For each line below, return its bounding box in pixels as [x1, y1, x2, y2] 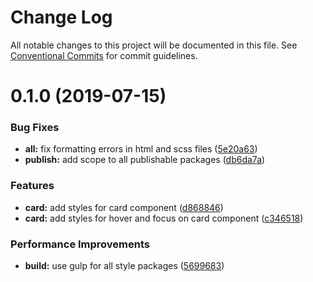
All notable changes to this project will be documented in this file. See [10, 39, 298, 51]
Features [10, 179, 55, 193]
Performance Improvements [10, 237, 151, 251]
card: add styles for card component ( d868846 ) [24, 201, 224, 213]
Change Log [10, 6, 113, 29]
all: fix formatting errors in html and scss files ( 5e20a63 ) [24, 143, 258, 155]
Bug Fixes [10, 121, 60, 135]
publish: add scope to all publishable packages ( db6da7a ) [24, 154, 266, 166]
